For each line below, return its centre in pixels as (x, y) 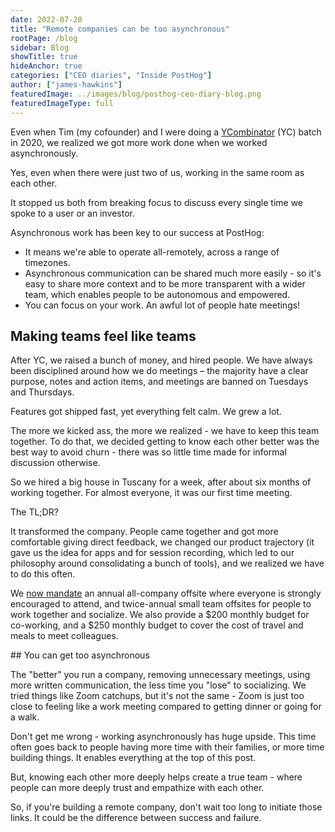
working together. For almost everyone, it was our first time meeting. (151, 493)
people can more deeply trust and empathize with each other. (137, 788)
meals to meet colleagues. (64, 636)
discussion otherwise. (55, 463)
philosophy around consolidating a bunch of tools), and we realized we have (167, 563)
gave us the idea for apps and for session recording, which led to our (152, 553)
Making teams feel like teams (103, 336)
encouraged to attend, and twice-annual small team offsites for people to (161, 604)
